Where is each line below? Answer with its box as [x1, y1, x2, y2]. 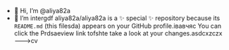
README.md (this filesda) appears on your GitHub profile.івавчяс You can [13, 22, 222, 30]
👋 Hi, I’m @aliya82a [13, 7, 70, 15]
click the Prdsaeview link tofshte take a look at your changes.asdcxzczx [13, 29, 223, 37]
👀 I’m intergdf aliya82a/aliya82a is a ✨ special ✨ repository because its [13, 14, 221, 22]
